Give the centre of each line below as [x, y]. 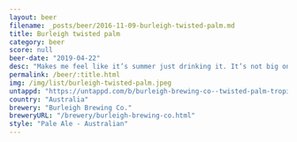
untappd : [25, 91]
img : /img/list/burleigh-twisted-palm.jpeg [91, 83]
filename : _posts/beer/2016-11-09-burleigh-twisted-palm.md [122, 26]
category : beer [37, 42]
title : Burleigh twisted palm [65, 34]
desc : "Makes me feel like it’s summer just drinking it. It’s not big [144, 67]
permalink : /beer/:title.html [65, 75]
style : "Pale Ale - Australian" [69, 124]
